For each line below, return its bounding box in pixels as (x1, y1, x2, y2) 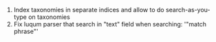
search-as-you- (165, 6, 211, 14)
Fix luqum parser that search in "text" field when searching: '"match (13, 20, 207, 28)
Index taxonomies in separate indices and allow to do (13, 6, 164, 14)
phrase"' (13, 27, 39, 35)
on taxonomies (28, 13, 70, 21)
